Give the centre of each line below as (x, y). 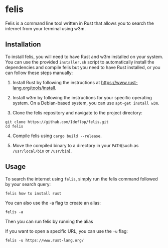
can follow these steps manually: (39, 73)
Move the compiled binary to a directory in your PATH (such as (75, 145)
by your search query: (28, 184)
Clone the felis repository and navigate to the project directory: (77, 112)
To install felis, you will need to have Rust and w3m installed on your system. (84, 56)
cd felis (14, 126)
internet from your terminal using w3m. (46, 28)
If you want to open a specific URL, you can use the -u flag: (66, 231)
